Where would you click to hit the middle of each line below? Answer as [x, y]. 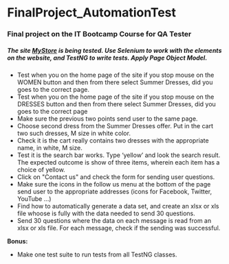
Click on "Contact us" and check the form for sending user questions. [116, 177]
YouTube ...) [34, 199]
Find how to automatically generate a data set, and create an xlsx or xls [118, 206]
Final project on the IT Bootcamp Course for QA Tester [99, 34]
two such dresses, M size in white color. [74, 133]
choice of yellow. [41, 170]
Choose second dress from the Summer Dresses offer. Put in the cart [115, 126]
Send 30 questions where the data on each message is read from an [114, 221]
